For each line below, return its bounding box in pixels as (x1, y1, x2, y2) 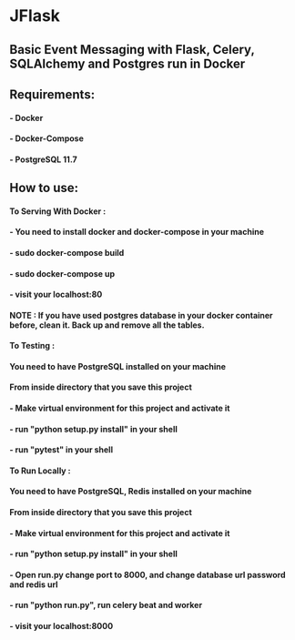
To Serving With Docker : (9, 206, 107, 217)
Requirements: (9, 86, 96, 102)
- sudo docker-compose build (9, 247, 125, 258)
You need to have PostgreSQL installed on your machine (9, 361, 226, 371)
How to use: (9, 180, 79, 196)
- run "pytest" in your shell (9, 444, 114, 455)
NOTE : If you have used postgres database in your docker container (9, 310, 273, 320)
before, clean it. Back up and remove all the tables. (9, 320, 205, 330)
